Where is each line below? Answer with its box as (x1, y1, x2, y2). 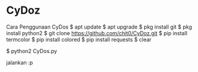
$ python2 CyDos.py (6, 47, 57, 54)
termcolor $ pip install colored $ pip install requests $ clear (6, 36, 152, 43)
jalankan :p (6, 59, 33, 66)
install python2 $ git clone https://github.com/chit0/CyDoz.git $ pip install (6, 29, 187, 36)
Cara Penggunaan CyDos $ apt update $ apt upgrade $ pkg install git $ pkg (6, 23, 193, 30)
